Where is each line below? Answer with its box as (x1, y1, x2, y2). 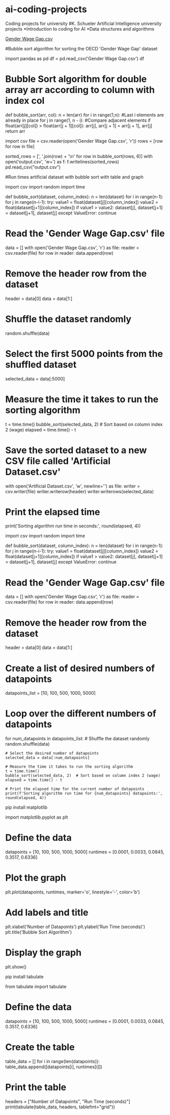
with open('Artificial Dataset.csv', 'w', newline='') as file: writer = (5, 483, 140, 489)
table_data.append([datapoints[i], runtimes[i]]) (5, 1064, 103, 1070)
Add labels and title (5, 907, 89, 918)
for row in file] (5, 143, 35, 149)
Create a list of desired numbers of (5, 662, 155, 674)
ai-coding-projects (5, 4, 88, 15)
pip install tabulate (5, 973, 44, 980)
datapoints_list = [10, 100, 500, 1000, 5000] (5, 690, 96, 696)
